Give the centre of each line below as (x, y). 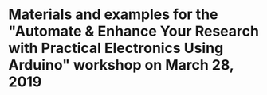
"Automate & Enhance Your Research (133, 31)
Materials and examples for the (113, 15)
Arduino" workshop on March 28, (121, 65)
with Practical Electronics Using (116, 48)
